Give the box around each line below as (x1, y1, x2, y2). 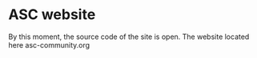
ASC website (8, 6, 96, 24)
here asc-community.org (8, 40, 90, 49)
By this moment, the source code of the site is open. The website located (8, 32, 250, 41)
